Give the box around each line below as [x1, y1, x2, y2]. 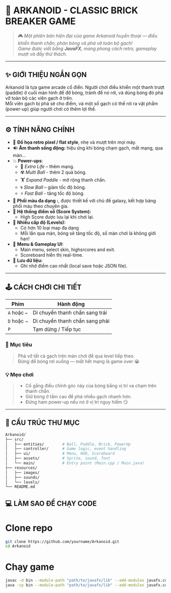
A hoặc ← [8, 309, 28, 316]
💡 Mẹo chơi [5, 371, 34, 378]
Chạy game [5, 561, 54, 573]
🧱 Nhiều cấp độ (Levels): [12, 219, 66, 225]
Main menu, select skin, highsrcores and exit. [20, 246, 116, 253]
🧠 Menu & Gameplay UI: [12, 241, 64, 247]
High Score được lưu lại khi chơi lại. [20, 214, 94, 220]
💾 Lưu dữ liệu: [12, 257, 43, 263]
